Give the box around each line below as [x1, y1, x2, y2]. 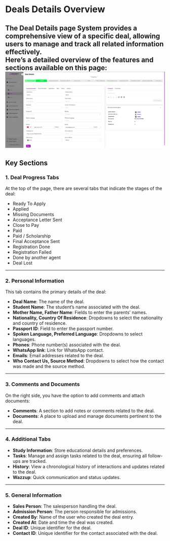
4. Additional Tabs [5, 435, 51, 443]
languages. [12, 336, 36, 343]
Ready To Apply [12, 200, 46, 207]
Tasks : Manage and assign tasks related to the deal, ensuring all [12, 453, 147, 459]
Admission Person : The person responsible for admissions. [12, 509, 138, 515]
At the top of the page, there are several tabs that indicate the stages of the [5, 185, 162, 191]
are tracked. [21, 458, 47, 464]
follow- [148, 453, 163, 459]
